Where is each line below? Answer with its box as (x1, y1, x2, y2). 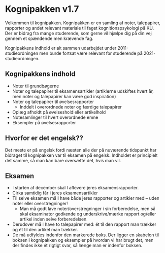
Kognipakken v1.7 (5, 3, 79, 15)
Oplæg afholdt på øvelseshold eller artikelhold (12, 109, 106, 115)
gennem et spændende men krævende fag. (5, 36, 94, 41)
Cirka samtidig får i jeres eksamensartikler (12, 190, 98, 196)
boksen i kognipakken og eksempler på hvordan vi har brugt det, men (12, 237, 154, 243)
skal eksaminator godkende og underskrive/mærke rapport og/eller (19, 211, 157, 217)
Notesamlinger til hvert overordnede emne (12, 114, 99, 120)
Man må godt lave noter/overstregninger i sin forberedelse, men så (19, 206, 156, 212)
